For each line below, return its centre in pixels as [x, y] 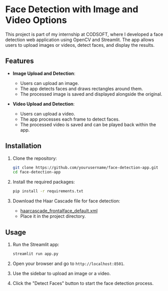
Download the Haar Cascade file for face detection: [66, 201]
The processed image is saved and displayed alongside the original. [91, 94]
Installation [23, 146]
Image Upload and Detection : [44, 73]
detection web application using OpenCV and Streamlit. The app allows [80, 40]
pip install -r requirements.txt [48, 191]
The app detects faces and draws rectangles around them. [81, 89]
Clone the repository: [35, 158]
